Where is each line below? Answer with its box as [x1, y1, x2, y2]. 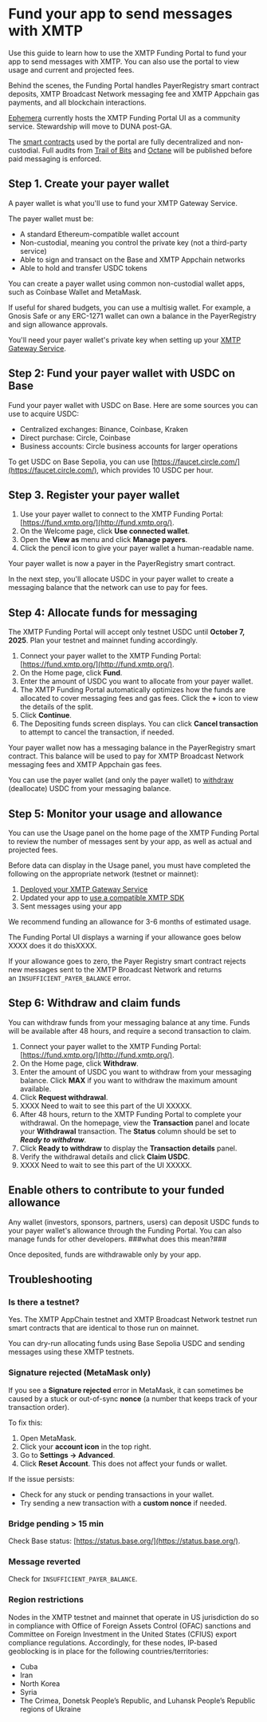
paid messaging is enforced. [8, 153, 102, 164]
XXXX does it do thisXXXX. [8, 941, 97, 950]
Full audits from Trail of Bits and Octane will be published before [41, 145, 253, 155]
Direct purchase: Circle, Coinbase [19, 433, 132, 442]
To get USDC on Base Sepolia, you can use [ [8, 457, 155, 466]
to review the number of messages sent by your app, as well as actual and [8, 837, 253, 846]
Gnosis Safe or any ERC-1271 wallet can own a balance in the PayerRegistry [8, 311, 257, 320]
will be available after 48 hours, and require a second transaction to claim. [8, 1026, 252, 1035]
